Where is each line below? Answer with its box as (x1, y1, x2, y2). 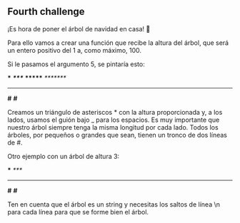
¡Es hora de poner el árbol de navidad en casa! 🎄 (7, 24, 151, 33)
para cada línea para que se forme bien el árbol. (7, 207, 149, 216)
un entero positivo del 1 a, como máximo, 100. (7, 46, 141, 54)
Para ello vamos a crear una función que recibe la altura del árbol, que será (7, 38, 229, 47)
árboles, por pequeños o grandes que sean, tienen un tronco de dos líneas (7, 130, 227, 139)
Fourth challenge (7, 6, 85, 18)
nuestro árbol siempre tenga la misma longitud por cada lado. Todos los (7, 123, 219, 131)
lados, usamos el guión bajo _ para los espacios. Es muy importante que (7, 115, 220, 124)
